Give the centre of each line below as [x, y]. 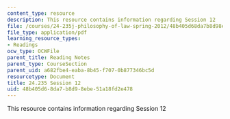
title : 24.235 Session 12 [44, 83]
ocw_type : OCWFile [33, 52]
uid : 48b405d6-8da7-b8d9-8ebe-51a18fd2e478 [70, 89]
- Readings [23, 45]
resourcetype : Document [41, 76]
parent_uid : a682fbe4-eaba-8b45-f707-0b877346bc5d [81, 70]
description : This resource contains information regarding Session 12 [111, 20]
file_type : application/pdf [47, 32]
